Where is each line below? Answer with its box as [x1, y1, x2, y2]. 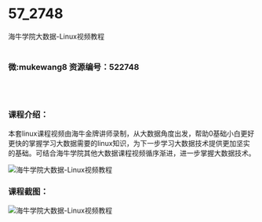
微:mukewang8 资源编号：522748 [8, 61, 140, 72]
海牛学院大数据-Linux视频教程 [8, 31, 104, 41]
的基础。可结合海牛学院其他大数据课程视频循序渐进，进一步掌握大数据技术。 [8, 148, 256, 158]
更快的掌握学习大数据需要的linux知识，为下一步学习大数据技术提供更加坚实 [8, 138, 250, 147]
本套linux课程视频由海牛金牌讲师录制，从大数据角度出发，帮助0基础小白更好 [8, 129, 255, 138]
